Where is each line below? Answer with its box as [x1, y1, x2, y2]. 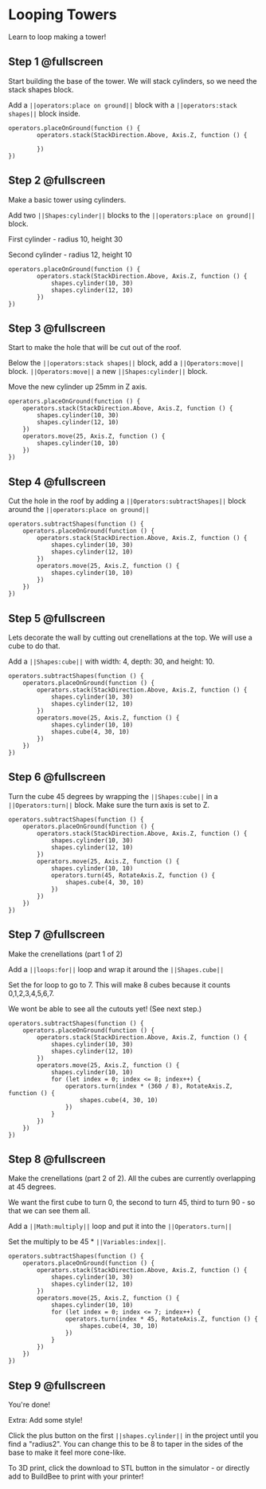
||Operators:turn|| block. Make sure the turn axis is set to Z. [8, 800, 209, 809]
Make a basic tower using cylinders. [8, 195, 127, 204]
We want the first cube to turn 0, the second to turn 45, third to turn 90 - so [8, 1198, 256, 1207]
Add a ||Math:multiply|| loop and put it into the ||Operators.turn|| [8, 1222, 233, 1231]
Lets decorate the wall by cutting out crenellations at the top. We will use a [8, 632, 252, 642]
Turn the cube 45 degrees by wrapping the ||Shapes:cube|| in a [8, 791, 218, 801]
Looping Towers [8, 6, 117, 24]
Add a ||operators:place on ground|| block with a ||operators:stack [8, 100, 237, 109]
